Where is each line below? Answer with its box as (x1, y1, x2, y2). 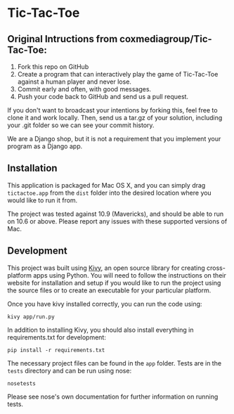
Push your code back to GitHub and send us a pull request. (17, 93, 188, 101)
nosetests (7, 380, 37, 387)
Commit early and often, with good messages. (17, 85, 152, 93)
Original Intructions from (7, 33, 118, 45)
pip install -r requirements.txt (7, 347, 105, 354)
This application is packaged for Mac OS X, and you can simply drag (7, 181, 206, 189)
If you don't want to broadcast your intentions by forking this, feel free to (7, 106, 218, 114)
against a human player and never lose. (17, 77, 132, 86)
